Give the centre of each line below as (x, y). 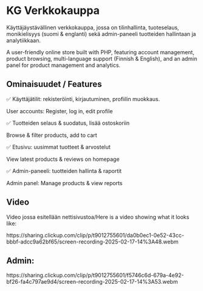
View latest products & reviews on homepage (63, 159)
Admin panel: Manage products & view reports (64, 183)
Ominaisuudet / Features (54, 84)
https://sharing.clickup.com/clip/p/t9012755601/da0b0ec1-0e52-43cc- (95, 235)
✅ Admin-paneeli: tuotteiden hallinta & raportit (64, 170)
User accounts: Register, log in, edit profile (60, 111)
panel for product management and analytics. (63, 65)
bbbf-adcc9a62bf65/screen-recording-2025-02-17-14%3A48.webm (92, 242)
